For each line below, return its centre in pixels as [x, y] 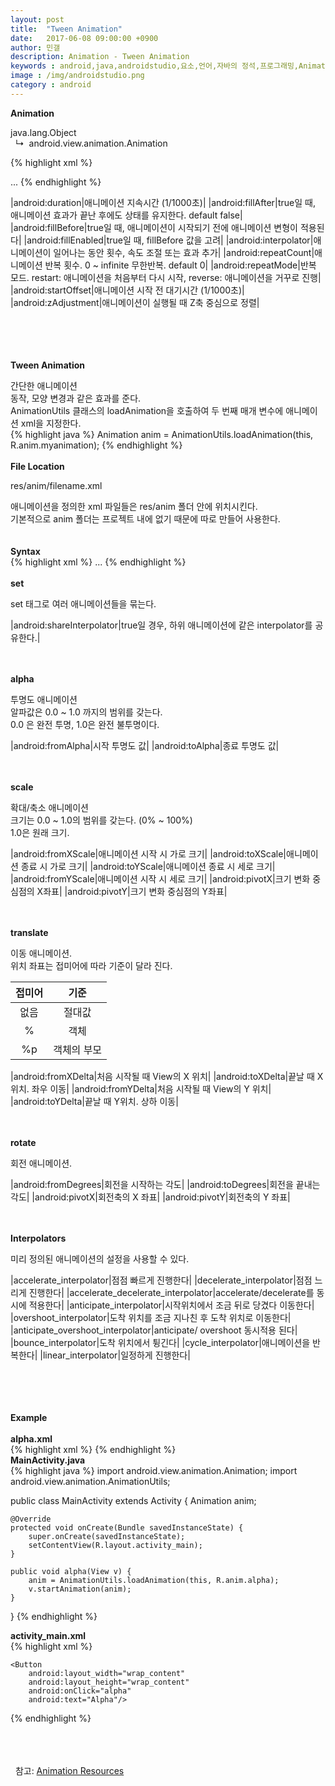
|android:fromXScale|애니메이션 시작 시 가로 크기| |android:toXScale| [148, 853]
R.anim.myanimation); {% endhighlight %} [96, 445]
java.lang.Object [43, 132]
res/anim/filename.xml [56, 485]
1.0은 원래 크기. [40, 832]
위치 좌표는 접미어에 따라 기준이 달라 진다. [91, 965]
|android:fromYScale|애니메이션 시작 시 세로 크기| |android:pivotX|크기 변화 [160, 878]
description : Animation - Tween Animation [100, 57]
